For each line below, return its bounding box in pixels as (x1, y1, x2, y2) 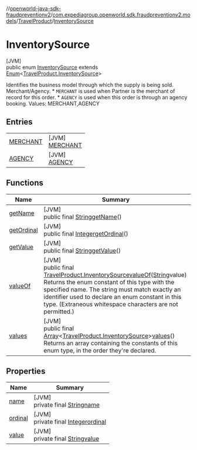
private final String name (33, 401, 100, 409)
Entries (6, 117, 33, 127)
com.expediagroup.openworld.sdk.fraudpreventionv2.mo (52, 11, 191, 18)
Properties (6, 366, 46, 376)
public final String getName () (43, 213, 122, 221)
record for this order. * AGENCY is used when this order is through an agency (6, 93, 188, 100)
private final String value (33, 435, 100, 443)
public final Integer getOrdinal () (43, 229, 128, 237)
